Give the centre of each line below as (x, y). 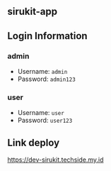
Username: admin (42, 72)
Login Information (47, 36)
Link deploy (34, 142)
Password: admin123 (46, 79)
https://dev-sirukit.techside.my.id (55, 160)
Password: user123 (45, 121)
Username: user (41, 113)
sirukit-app (33, 12)
